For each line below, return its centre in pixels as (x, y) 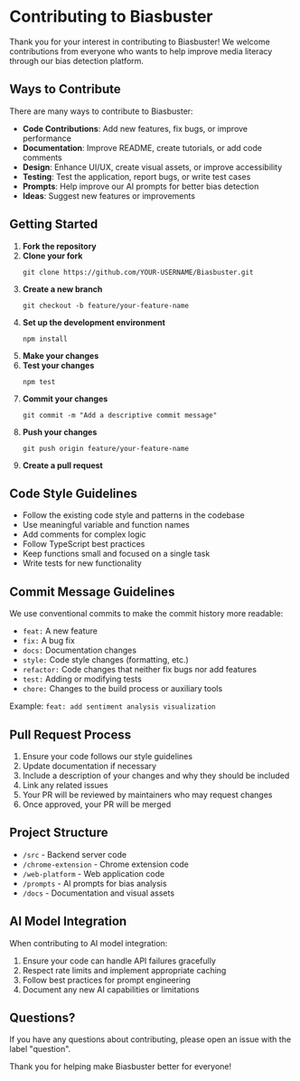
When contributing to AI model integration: (89, 943)
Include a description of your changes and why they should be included (156, 775)
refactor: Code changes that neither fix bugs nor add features (140, 670)
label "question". (40, 1049)
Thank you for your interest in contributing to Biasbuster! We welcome (140, 42)
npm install (45, 339)
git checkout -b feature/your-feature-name (106, 305)
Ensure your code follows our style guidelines (107, 756)
